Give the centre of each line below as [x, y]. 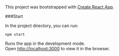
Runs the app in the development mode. [45, 43]
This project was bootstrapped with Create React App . [60, 7]
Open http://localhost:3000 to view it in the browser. [58, 49]
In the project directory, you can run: [42, 26]
